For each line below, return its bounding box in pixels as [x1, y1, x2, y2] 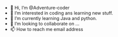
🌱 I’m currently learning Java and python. [10, 15, 97, 21]
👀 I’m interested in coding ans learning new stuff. [10, 10, 113, 16]
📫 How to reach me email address [10, 26, 83, 32]
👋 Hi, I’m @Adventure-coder [10, 5, 70, 10]
